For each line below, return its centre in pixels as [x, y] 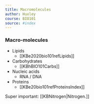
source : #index [20, 23]
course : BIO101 [20, 18]
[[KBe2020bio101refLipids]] [47, 56]
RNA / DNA [31, 76]
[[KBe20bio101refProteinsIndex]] [52, 87]
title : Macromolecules [28, 9]
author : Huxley [20, 14]
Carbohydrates [27, 61]
